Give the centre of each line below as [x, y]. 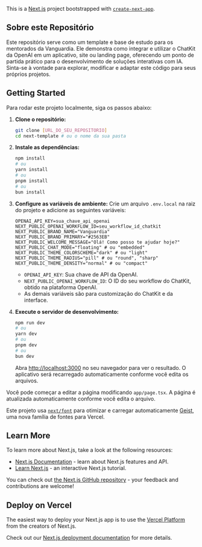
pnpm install [31, 181]
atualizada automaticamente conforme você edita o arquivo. [81, 399]
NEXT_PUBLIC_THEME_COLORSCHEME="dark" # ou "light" [81, 252]
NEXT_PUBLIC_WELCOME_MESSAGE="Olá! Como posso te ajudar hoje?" [97, 242]
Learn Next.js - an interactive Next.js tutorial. [71, 468]
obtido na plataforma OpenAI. [61, 287]
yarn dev [26, 334]
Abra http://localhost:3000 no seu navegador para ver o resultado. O [100, 367]
